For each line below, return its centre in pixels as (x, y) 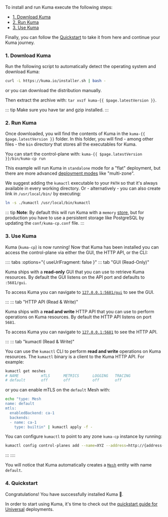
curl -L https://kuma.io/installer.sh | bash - (56, 81)
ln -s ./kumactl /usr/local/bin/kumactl (48, 203)
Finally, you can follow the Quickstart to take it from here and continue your (83, 37)
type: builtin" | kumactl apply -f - (53, 427)
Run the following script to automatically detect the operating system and (80, 67)
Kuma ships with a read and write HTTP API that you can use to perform (80, 311)
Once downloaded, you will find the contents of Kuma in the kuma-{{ (75, 134)
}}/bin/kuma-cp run (25, 159)
